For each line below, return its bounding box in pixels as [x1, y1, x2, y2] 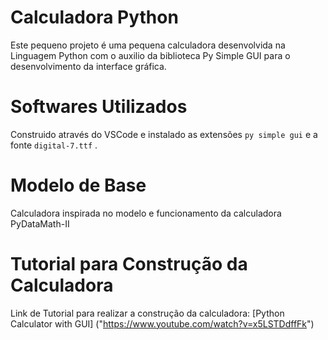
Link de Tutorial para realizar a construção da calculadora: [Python [10, 307, 285, 319]
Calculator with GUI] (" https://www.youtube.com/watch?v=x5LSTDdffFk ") [10, 317, 315, 330]
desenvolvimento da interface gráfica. [10, 60, 167, 72]
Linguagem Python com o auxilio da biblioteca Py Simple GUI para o [10, 49, 291, 61]
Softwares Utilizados [10, 96, 188, 118]
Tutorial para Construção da [10, 253, 248, 275]
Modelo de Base [10, 174, 147, 197]
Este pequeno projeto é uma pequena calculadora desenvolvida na [10, 39, 286, 51]
